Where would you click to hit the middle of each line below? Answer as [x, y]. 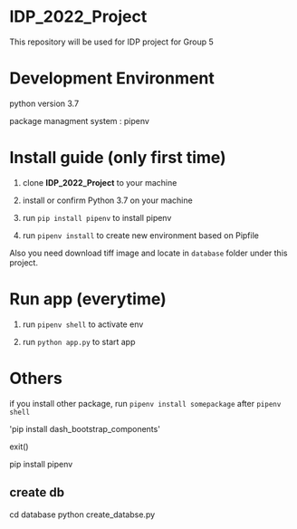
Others [36, 378]
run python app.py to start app [79, 341]
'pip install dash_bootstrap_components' [85, 428]
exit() [19, 447]
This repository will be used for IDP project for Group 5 [112, 42]
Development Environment [112, 78]
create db [37, 492]
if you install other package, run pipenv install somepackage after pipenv [145, 403]
